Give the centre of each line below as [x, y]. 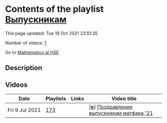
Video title [124, 99]
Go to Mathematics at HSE [32, 52]
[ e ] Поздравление [111, 107]
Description [24, 68]
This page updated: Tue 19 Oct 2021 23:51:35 [51, 33]
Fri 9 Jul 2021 [24, 110]
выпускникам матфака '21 [121, 113]
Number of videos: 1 [26, 42]
